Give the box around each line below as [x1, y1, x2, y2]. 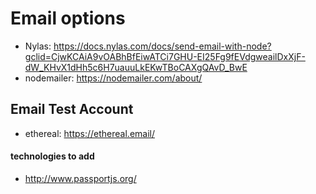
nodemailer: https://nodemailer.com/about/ [24, 72, 203, 84]
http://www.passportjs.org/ [24, 172, 137, 184]
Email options [10, 7, 126, 30]
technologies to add [10, 150, 95, 162]
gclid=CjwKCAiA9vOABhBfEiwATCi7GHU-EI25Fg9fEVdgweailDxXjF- [24, 50, 306, 62]
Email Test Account [10, 101, 134, 118]
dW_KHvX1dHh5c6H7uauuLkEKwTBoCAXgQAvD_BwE [24, 61, 248, 73]
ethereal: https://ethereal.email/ [24, 127, 155, 139]
